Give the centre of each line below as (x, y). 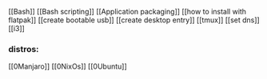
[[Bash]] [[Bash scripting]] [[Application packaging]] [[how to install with (127, 12)
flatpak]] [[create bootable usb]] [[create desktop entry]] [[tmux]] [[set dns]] (134, 20)
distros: (24, 49)
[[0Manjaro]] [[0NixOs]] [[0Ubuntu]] (68, 66)
